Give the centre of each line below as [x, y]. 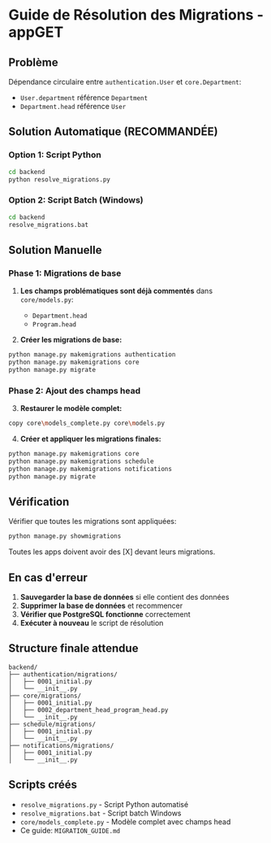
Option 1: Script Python [55, 155]
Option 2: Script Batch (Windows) [76, 200]
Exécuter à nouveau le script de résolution [92, 622]
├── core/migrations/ [45, 696]
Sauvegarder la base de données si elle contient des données [125, 596]
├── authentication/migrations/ [63, 674]
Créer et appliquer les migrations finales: [90, 439]
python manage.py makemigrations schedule [81, 461]
